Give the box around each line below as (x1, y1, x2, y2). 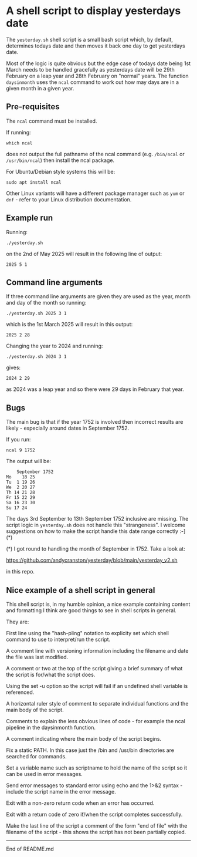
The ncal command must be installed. (6, 117, 97, 124)
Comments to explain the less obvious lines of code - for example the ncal (6, 718, 186, 724)
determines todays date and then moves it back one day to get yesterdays (6, 42, 186, 49)
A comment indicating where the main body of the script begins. (6, 735, 162, 742)
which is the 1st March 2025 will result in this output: (6, 321, 133, 328)
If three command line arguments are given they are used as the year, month (6, 293, 191, 300)
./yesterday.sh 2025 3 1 (6, 311, 67, 316)
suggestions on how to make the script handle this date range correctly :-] (6, 528, 186, 535)
